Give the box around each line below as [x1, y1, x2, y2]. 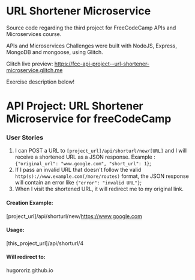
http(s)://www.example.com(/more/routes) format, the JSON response [14, 172, 189, 180]
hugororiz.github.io [6, 267, 54, 274]
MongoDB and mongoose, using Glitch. [6, 48, 103, 55]
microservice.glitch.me [6, 66, 63, 73]
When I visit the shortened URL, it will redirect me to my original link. [14, 185, 184, 193]
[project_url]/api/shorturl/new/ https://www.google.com [6, 212, 142, 220]
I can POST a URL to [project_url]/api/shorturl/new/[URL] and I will [14, 147, 187, 154]
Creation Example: [6, 199, 53, 207]
